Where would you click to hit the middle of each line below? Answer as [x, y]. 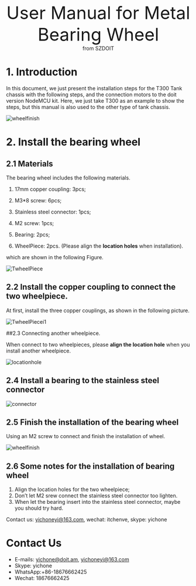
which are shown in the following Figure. [55, 257]
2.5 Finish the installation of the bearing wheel [92, 422]
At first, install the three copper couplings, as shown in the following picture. [98, 310]
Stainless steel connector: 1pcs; [53, 212]
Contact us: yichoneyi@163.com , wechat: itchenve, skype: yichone [87, 520]
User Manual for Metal [98, 13]
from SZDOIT [98, 48]
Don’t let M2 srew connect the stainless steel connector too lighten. [96, 496]
